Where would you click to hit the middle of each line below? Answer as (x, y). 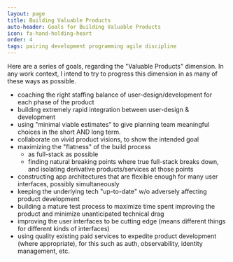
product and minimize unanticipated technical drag (91, 214)
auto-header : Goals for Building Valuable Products (84, 27)
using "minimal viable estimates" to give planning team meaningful (113, 124)
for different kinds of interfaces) (63, 229)
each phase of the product (56, 102)
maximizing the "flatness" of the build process (84, 147)
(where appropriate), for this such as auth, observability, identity (110, 243)
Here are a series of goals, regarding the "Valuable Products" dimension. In (115, 66)
